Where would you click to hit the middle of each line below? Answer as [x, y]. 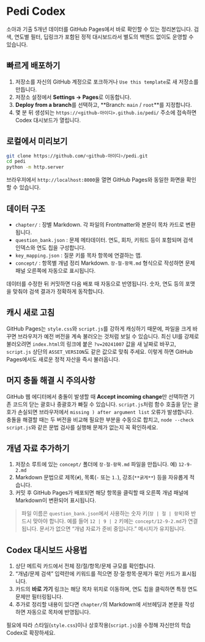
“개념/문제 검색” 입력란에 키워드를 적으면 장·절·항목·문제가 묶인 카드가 [98, 574]
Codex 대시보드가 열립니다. [48, 120]
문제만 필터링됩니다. [39, 597]
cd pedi [16, 162]
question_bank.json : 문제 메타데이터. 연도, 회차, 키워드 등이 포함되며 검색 [104, 240]
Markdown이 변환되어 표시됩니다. [56, 500]
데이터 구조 [26, 209]
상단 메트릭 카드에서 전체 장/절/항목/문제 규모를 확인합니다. [85, 566]
